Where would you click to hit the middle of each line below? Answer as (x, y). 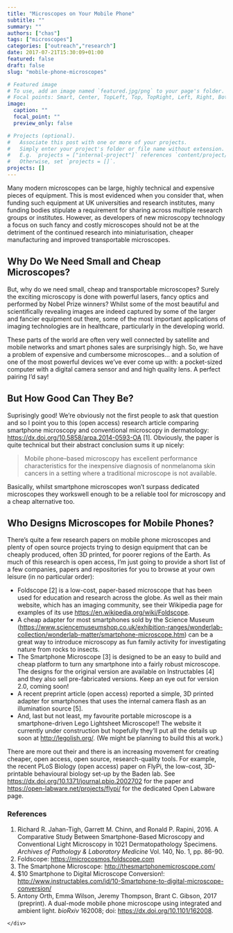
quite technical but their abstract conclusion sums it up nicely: (96, 445)
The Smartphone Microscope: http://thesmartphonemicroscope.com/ (116, 866)
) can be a (199, 635)
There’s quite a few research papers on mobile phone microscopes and (109, 540)
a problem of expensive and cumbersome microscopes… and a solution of (113, 354)
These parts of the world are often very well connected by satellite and (108, 340)
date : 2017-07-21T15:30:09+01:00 (55, 53)
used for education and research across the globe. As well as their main (120, 598)
